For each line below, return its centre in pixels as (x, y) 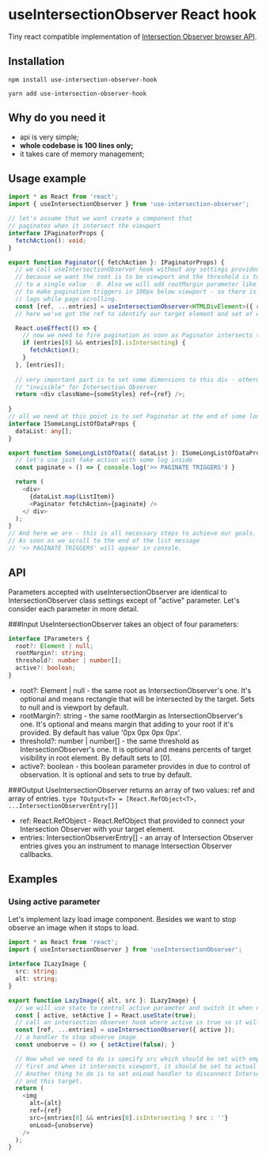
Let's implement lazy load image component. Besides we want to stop (122, 919)
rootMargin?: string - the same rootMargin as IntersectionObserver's (131, 715)
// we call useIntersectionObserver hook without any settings (122, 270)
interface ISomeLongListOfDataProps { (72, 424)
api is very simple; (49, 137)
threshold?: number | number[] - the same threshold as (109, 741)
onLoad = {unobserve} (61, 1125)
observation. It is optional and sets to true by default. (106, 775)
